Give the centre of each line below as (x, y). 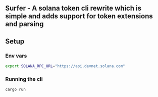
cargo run (16, 90)
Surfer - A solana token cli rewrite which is (73, 8)
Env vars (16, 56)
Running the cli (24, 79)
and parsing (24, 24)
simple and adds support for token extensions (79, 16)
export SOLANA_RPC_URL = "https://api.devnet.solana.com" (65, 66)
